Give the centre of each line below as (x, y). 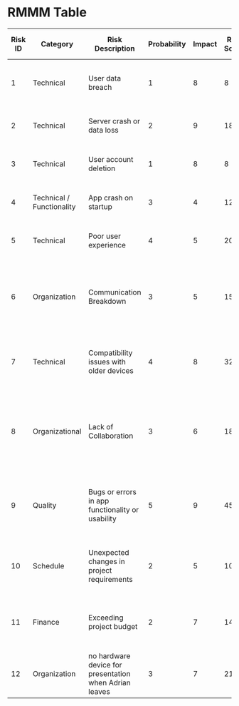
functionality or (114, 509)
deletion (102, 168)
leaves (99, 691)
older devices (111, 370)
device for (105, 665)
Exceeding (106, 618)
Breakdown (107, 301)
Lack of (101, 426)
